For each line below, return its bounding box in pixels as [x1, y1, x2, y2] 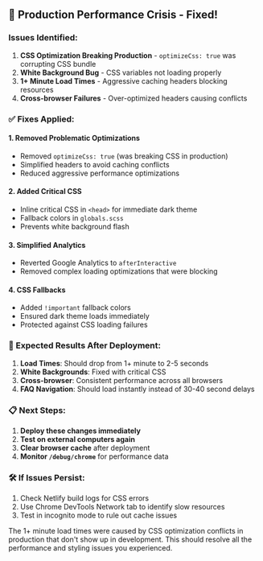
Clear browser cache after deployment [19, 443, 150, 453]
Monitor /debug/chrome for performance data [19, 452, 169, 461]
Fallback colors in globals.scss [19, 213, 124, 223]
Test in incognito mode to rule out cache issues [19, 510, 178, 520]
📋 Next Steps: [8, 404, 66, 415]
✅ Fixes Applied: [8, 113, 75, 125]
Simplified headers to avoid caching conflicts [19, 159, 171, 169]
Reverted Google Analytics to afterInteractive [19, 258, 177, 268]
